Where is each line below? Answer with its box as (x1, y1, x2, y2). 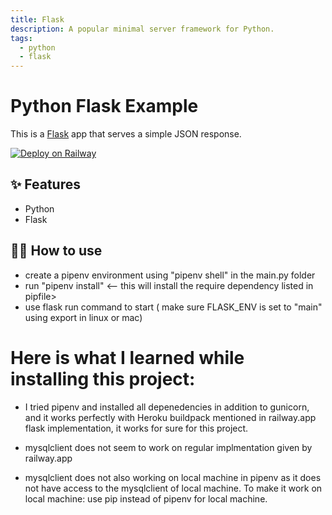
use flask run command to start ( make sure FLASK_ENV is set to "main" (24, 301, 323, 313)
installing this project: (10, 367, 196, 390)
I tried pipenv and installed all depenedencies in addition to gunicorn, (24, 401, 310, 413)
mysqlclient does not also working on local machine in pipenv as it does (24, 471, 322, 483)
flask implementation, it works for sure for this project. (24, 422, 249, 434)
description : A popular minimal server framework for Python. (10, 24, 275, 34)
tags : (10, 33, 33, 43)
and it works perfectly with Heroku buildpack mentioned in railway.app (24, 411, 317, 423)
